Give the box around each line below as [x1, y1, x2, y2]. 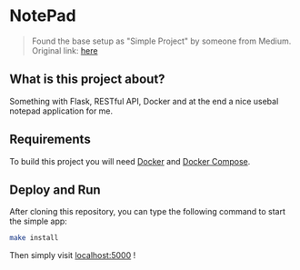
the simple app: [9, 215, 68, 227]
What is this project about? [9, 72, 165, 87]
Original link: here [31, 45, 98, 55]
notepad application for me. [9, 105, 114, 116]
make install [9, 234, 59, 243]
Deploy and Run [9, 182, 102, 197]
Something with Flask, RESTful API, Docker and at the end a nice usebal [9, 95, 279, 106]
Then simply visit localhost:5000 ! [9, 250, 136, 261]
